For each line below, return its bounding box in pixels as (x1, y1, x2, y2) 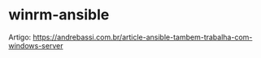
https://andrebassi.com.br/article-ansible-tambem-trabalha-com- (33, 32, 253, 42)
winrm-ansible (8, 6, 110, 24)
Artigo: (8, 32, 32, 42)
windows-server (8, 40, 63, 50)
